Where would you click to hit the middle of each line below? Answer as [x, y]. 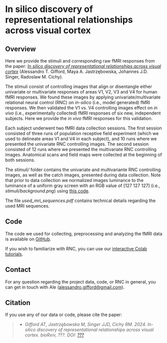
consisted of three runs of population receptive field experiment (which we [82, 133]
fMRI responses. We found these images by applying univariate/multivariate [83, 97]
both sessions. [20, 160]
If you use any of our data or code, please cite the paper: [64, 315]
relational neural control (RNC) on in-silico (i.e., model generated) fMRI [78, 102]
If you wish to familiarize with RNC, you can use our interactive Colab [76, 248]
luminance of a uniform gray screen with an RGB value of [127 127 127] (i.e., [83, 185]
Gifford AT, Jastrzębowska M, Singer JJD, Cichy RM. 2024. [85, 324]
